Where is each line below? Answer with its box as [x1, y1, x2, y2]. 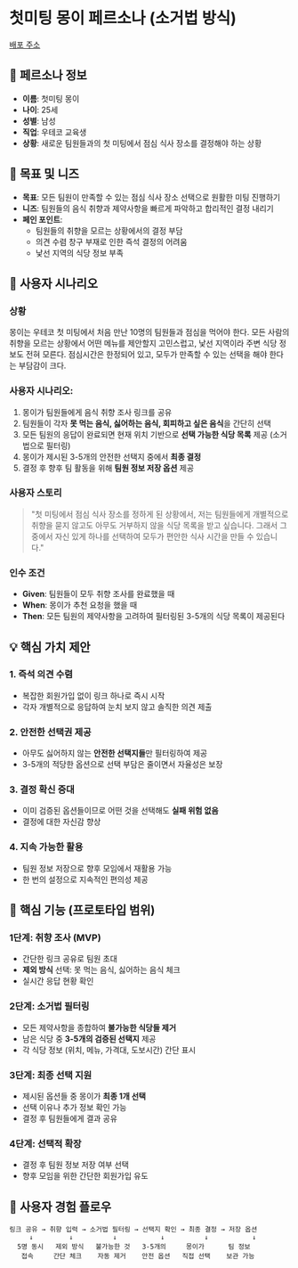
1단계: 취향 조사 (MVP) [9, 932, 101, 945]
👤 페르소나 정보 [9, 68, 87, 83]
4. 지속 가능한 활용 [9, 841, 84, 854]
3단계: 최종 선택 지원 [9, 1068, 93, 1081]
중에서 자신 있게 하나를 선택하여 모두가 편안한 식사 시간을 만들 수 [30, 531, 254, 542]
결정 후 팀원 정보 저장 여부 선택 [21, 1159, 129, 1170]
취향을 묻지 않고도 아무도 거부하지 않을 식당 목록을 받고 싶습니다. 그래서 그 [30, 519, 287, 530]
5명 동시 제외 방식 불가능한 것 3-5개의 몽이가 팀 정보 [17, 1242, 251, 1252]
